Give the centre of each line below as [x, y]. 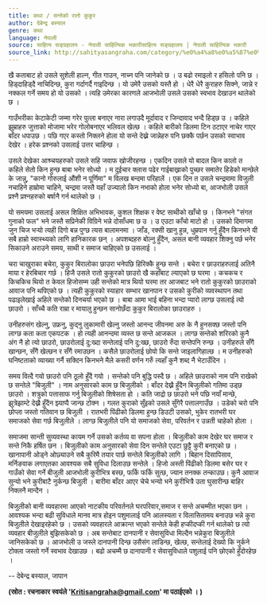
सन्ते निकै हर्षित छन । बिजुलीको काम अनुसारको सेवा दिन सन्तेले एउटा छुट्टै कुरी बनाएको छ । [123, 445]
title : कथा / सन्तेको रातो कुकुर [52, 15]
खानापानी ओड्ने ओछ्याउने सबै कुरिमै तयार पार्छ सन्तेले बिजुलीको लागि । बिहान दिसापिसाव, [120, 455]
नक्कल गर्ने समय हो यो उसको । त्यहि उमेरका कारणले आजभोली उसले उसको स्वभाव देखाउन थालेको [132, 93]
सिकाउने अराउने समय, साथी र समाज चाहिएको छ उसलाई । [82, 248]
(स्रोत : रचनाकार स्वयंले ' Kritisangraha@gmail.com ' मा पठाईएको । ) [105, 592]
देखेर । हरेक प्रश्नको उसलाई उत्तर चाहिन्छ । [64, 145]
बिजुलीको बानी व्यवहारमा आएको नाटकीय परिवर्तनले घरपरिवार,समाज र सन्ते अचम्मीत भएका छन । [128, 506]
